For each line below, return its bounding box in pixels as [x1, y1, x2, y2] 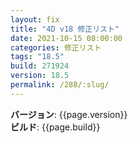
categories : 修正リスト [10, 42, 102, 53]
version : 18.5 [10, 71, 70, 81]
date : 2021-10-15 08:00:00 [10, 33, 123, 43]
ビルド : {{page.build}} [10, 121, 101, 133]
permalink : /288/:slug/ [10, 80, 110, 90]
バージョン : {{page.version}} [10, 108, 128, 120]
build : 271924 [10, 61, 70, 71]
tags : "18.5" [10, 52, 65, 62]
